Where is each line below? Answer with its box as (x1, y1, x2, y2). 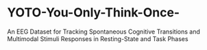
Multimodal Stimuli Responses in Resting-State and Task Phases (7, 34, 188, 42)
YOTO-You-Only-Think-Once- (7, 5, 180, 21)
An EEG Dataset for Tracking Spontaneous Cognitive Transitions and (7, 27, 201, 36)
